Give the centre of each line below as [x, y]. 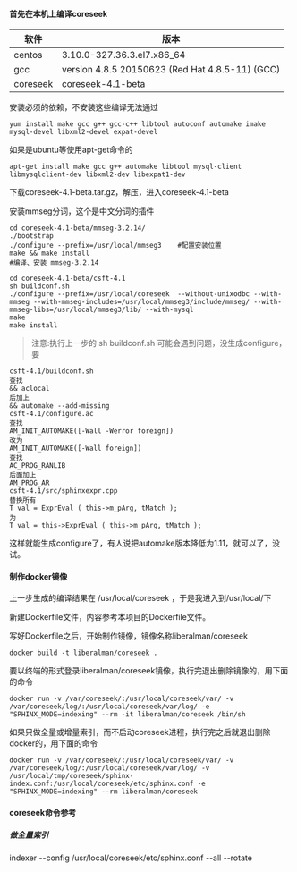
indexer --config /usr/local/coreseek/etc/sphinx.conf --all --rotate [131, 858]
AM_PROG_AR [30, 483]
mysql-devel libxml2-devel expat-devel [84, 132]
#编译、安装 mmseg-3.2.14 [54, 263]
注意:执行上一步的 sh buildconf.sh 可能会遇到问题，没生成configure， [159, 343]
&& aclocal [30, 389]
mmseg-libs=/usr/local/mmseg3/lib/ [76, 310]
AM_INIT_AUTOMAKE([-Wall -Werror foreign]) [92, 431]
